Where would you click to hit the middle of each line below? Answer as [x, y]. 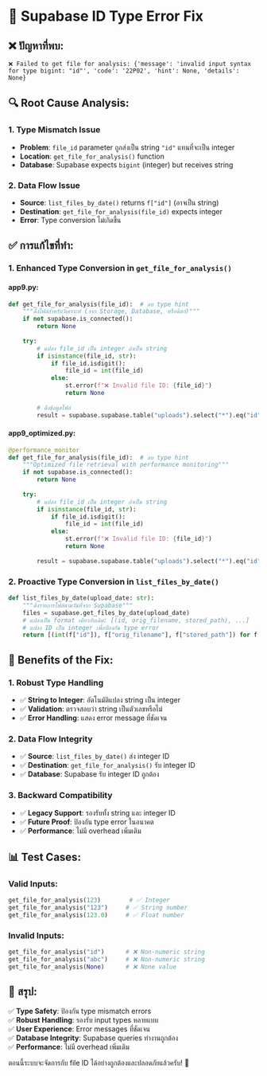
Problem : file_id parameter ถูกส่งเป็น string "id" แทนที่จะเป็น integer [127, 147]
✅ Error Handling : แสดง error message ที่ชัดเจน [93, 718]
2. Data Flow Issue [44, 185]
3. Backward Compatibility [60, 796]
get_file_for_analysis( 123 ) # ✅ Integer [89, 900]
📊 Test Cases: [45, 857]
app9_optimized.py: [42, 433]
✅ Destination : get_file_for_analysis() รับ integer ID [108, 765]
